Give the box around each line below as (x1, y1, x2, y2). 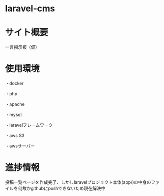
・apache (5, 101, 25, 107)
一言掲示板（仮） (5, 44, 40, 50)
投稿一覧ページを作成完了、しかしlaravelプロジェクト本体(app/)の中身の (5, 179, 151, 185)
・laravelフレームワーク (5, 122, 53, 128)
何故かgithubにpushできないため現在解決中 (18, 185, 106, 191)
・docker (5, 81, 24, 86)
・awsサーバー (5, 143, 35, 149)
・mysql (5, 112, 22, 118)
